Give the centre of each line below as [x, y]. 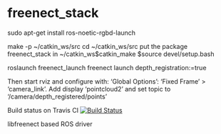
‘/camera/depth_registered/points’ [57, 96]
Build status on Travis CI [43, 110]
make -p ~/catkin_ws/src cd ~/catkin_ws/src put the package [97, 46]
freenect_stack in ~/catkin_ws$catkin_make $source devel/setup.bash [111, 54]
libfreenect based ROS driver [50, 124]
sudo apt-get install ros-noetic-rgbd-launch [72, 33]
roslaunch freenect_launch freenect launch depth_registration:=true [107, 67]
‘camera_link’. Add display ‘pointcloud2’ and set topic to [89, 89]
